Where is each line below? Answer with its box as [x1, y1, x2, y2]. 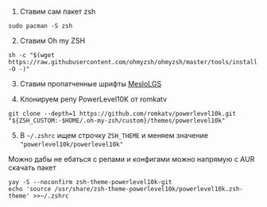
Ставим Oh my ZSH [19, 36, 86, 45]
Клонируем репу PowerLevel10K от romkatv [19, 94, 168, 104]
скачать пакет [8, 163, 56, 172]
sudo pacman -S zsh [8, 22, 73, 30]
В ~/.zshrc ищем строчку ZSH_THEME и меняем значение [19, 131, 209, 140]
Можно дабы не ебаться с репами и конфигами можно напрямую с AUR [8, 155, 255, 163]
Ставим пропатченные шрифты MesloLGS [19, 79, 162, 88]
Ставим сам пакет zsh [19, 7, 96, 16]
